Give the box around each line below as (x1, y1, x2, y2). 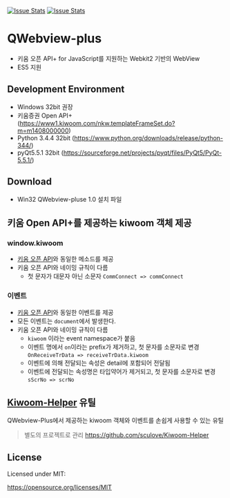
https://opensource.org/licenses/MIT (7, 483, 112, 492)
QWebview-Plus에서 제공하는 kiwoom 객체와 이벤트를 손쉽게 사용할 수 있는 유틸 (7, 416, 224, 425)
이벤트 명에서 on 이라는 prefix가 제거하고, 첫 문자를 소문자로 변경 (27, 343, 200, 351)
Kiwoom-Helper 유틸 (7, 396, 97, 408)
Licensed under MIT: (7, 470, 66, 478)
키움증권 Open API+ (17, 111, 73, 119)
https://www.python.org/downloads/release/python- (74, 133, 223, 142)
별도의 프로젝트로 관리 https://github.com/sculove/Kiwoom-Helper (23, 431, 209, 439)
